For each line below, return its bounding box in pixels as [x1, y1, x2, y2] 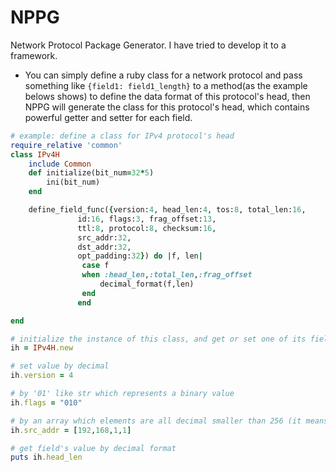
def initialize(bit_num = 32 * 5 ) [28, 168, 155, 178]
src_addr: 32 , [77, 232, 132, 243]
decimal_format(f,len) [99, 279, 195, 290]
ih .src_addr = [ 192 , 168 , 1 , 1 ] [10, 425, 132, 435]
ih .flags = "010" [10, 397, 83, 408]
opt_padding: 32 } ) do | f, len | [77, 251, 203, 261]
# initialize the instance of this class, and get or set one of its [10, 334, 307, 344]
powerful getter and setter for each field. [24, 111, 193, 123]
